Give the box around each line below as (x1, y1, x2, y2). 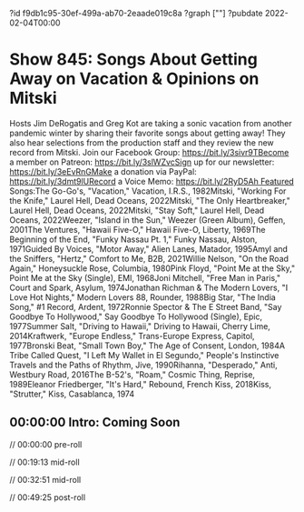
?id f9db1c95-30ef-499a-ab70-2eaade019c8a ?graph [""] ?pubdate (9, 8, 263, 18)
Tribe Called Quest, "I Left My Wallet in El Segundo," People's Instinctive (9, 349, 279, 360)
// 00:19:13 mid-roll (9, 457, 80, 467)
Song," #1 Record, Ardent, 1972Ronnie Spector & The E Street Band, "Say (9, 301, 282, 312)
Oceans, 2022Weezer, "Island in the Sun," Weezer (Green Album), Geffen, (9, 214, 286, 226)
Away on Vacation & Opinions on (9, 68, 260, 89)
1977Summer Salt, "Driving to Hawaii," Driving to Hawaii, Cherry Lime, (9, 320, 270, 331)
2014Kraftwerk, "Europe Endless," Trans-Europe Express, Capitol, (9, 330, 256, 341)
